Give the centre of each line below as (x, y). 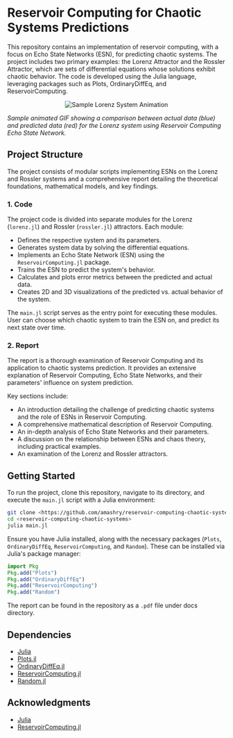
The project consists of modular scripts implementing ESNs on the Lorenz (113, 171)
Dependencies (39, 635)
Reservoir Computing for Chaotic (104, 13)
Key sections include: (38, 396)
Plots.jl (27, 659)
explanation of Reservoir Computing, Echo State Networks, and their (105, 375)
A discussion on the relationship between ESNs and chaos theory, (111, 439)
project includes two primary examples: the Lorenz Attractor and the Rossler (116, 61)
